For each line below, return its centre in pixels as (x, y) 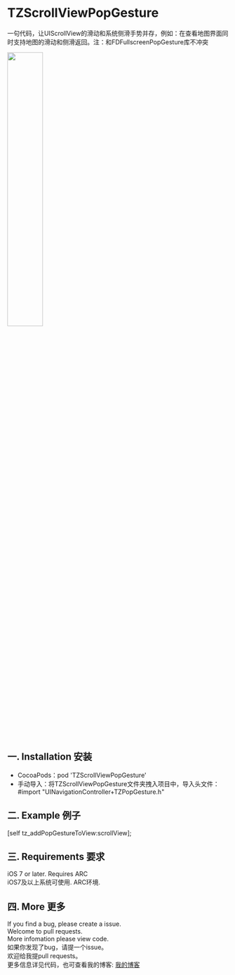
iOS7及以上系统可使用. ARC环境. (54, 882)
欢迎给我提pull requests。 (45, 956)
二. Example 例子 (44, 816)
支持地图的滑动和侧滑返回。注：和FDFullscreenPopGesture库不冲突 (111, 42)
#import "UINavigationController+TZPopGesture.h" (91, 792)
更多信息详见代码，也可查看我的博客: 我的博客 (74, 965)
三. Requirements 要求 (56, 857)
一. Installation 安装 (50, 757)
